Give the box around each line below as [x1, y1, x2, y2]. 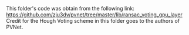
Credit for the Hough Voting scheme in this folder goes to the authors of [6, 17, 180, 24]
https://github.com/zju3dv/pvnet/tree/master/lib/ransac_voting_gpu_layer [6, 11, 183, 18]
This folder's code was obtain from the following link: [6, 5, 135, 12]
